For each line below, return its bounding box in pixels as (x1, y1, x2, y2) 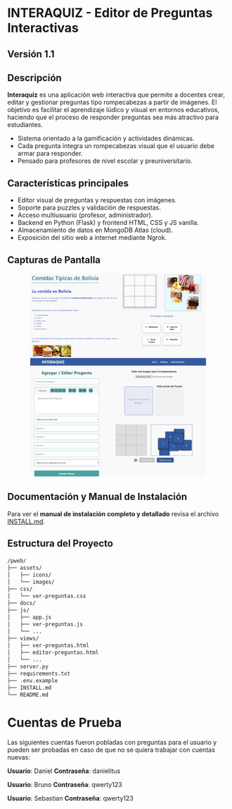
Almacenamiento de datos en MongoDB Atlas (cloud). (17, 226, 174, 234)
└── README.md (7, 691, 49, 698)
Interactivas (7, 20, 79, 36)
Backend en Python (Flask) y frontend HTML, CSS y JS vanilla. (17, 219, 199, 227)
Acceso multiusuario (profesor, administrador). (17, 211, 153, 219)
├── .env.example (7, 677, 58, 684)
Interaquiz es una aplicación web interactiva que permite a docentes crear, (7, 90, 225, 99)
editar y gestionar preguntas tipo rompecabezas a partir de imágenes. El (7, 98, 217, 107)
